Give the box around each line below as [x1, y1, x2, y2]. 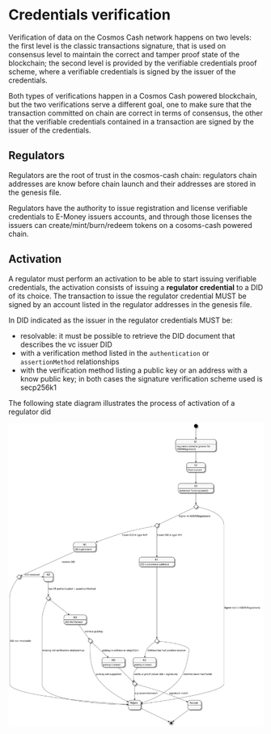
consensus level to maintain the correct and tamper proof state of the [8, 49, 240, 59]
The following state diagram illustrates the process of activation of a [8, 398, 235, 407]
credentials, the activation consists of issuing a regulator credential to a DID [8, 282, 264, 292]
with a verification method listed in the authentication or [19, 348, 210, 357]
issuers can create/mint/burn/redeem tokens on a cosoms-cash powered [8, 220, 252, 230]
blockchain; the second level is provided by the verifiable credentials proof [8, 58, 257, 68]
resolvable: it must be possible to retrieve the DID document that [19, 331, 235, 340]
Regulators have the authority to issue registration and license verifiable [8, 203, 248, 213]
